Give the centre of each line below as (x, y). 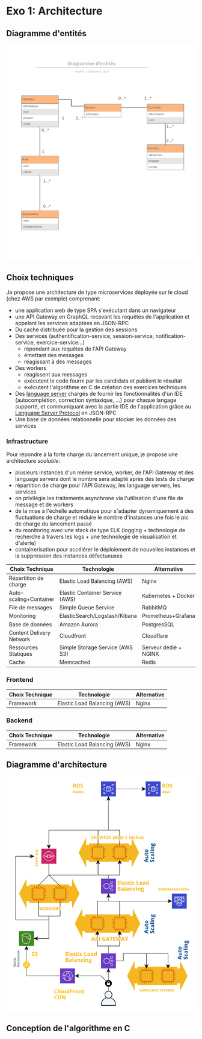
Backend (20, 720)
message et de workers (44, 504)
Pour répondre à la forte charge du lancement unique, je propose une (92, 454)
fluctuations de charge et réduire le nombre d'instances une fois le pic (102, 517)
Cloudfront (72, 636)
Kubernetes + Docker (169, 596)
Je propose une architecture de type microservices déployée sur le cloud (97, 292)
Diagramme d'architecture (57, 765)
